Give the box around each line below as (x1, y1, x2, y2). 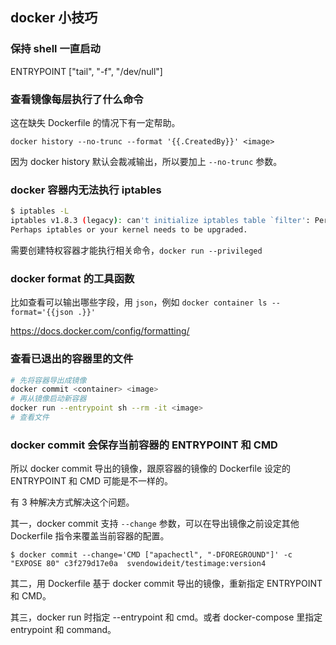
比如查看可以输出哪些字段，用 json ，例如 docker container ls (10, 296, 268, 308)
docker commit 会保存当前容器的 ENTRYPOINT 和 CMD (10, 438, 278, 452)
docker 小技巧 (10, 9, 98, 27)
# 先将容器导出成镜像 (10, 375, 87, 385)
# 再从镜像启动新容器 (10, 394, 87, 404)
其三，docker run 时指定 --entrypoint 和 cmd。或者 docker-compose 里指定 (10, 611, 323, 623)
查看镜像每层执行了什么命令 (10, 92, 144, 106)
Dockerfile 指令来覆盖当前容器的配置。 (10, 530, 170, 542)
